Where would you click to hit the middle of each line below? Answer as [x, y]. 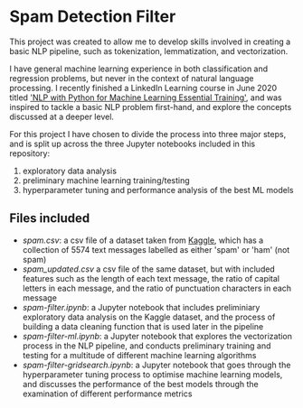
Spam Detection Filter [93, 17]
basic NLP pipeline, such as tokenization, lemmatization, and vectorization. [149, 51]
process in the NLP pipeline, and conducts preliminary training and [147, 346]
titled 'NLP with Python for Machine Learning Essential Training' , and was [146, 97]
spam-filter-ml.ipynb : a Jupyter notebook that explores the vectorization [157, 336]
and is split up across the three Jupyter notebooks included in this [133, 144]
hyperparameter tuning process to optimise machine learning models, [152, 374]
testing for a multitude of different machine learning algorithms [139, 355]
